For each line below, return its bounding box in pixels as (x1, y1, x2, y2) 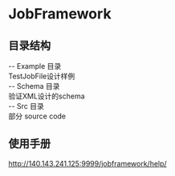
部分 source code (8, 111, 67, 121)
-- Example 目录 (8, 62, 62, 70)
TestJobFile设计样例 (8, 71, 75, 81)
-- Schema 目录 (8, 82, 60, 90)
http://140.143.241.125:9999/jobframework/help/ (8, 158, 167, 168)
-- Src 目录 (8, 102, 44, 110)
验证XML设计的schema (8, 91, 86, 101)
